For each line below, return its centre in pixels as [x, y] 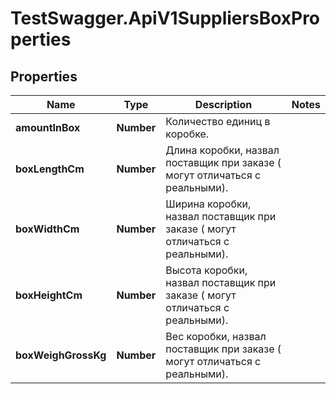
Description [223, 104]
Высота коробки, [206, 270]
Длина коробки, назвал [222, 150]
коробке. [187, 134]
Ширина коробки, [208, 204]
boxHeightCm [49, 295]
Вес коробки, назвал [216, 336]
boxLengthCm [50, 169]
